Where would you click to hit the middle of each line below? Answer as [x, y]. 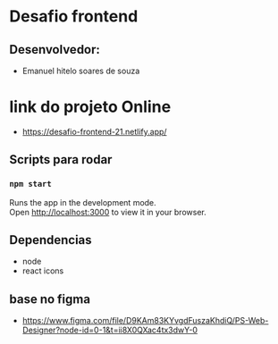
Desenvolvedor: [55, 50]
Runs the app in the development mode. [83, 202]
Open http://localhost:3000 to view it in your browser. [108, 212]
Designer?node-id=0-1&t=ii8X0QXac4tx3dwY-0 [110, 330]
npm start [30, 184]
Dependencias [51, 240]
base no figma [50, 299]
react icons [43, 271]
